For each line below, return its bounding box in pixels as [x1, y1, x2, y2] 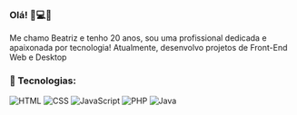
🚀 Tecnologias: [9, 74, 77, 87]
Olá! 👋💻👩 [9, 8, 53, 21]
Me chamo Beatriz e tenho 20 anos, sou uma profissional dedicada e [9, 33, 267, 43]
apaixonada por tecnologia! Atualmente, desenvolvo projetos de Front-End [9, 43, 288, 53]
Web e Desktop [9, 52, 67, 62]
